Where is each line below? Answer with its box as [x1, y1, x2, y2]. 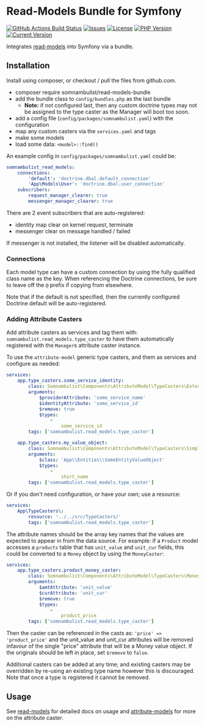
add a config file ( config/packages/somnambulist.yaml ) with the [15, 114, 174, 122]
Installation [6, 60, 50, 71]
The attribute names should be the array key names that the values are [6, 530, 184, 538]
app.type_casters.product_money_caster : [17, 567, 121, 573]
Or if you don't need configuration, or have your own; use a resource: [6, 490, 181, 498]
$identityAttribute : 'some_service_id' [38, 400, 140, 407]
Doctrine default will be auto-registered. [6, 300, 107, 307]
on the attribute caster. [6, 714, 64, 722]
